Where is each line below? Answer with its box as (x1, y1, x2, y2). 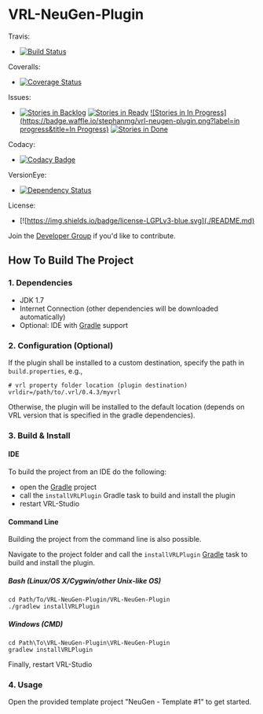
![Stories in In (150, 108, 194, 117)
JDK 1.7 (19, 295, 45, 304)
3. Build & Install (8, 430, 71, 441)
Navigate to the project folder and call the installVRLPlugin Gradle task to (8, 550, 248, 559)
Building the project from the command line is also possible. (8, 535, 202, 544)
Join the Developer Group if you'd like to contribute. (8, 230, 176, 241)
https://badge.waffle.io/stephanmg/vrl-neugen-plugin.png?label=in (22, 116, 240, 125)
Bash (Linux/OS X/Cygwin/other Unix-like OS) (8, 576, 162, 585)
